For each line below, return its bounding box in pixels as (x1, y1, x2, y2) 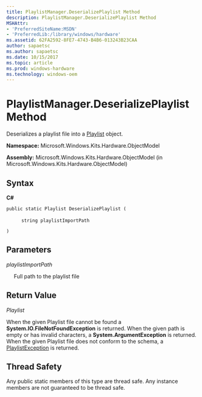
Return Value (6, 290, 57, 301)
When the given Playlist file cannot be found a (6, 318, 122, 325)
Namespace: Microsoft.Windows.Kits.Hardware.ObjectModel (6, 142, 160, 150)
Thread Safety (6, 362, 62, 372)
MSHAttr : (6, 20, 29, 26)
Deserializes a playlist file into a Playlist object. (6, 130, 124, 137)
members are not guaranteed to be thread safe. (6, 384, 125, 392)
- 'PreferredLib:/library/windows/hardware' (6, 32, 121, 38)
